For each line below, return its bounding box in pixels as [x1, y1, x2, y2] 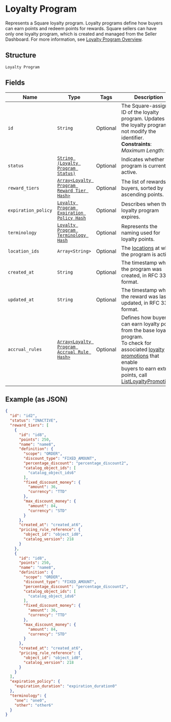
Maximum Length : [121, 146, 164, 154]
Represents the [121, 222, 158, 230]
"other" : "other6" [14, 703, 53, 708]
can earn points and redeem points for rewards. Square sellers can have [5, 25, 157, 31]
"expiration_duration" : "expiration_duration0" [14, 684, 117, 689]
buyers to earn [121, 365, 156, 372]
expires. [121, 213, 140, 220]
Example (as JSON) [5, 395, 68, 404]
